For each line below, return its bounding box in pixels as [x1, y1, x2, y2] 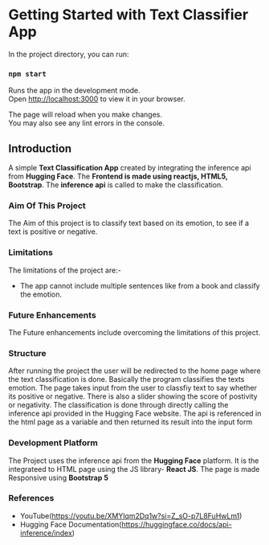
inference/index [19, 528, 72, 538]
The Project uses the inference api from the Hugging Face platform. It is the [8, 456, 259, 465]
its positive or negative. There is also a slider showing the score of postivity [8, 391, 259, 401]
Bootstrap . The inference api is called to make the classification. [8, 180, 223, 190]
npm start [8, 69, 47, 78]
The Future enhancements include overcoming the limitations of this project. [8, 327, 261, 337]
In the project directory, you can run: [8, 49, 129, 59]
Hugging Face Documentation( [19, 519, 122, 529]
